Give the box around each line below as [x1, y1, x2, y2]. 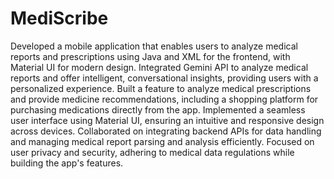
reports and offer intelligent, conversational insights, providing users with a [10, 72, 319, 84]
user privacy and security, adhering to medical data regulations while [10, 146, 295, 158]
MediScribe [10, 7, 109, 30]
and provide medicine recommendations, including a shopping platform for [10, 93, 319, 105]
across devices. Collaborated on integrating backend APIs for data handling [10, 125, 322, 137]
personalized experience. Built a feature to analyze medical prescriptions [10, 82, 312, 94]
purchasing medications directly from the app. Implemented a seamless [10, 103, 306, 116]
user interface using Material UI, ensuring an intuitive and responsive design [10, 114, 325, 126]
